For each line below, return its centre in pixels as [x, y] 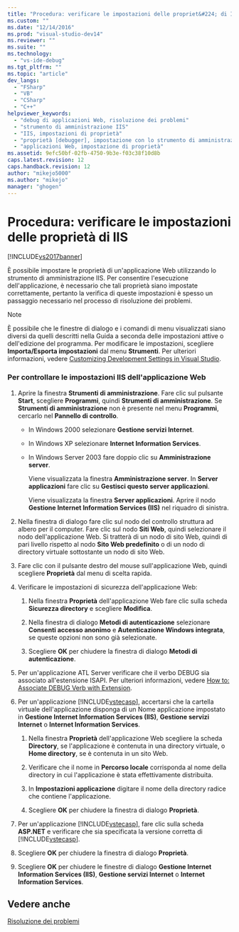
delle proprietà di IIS [68, 237]
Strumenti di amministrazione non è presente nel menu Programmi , [118, 408]
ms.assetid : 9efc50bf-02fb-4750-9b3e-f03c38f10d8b [84, 153]
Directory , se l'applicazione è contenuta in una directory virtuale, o [127, 746]
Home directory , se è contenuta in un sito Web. [98, 753]
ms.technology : [30, 54]
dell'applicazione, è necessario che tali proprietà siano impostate [102, 285]
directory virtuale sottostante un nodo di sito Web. [91, 552]
